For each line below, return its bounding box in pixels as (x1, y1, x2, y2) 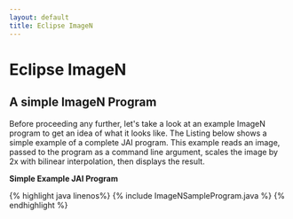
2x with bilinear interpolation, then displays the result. (9, 156, 206, 167)
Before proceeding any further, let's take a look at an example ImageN (9, 118, 266, 129)
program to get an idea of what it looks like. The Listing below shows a (9, 128, 268, 138)
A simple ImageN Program (9, 95, 157, 110)
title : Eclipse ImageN (9, 21, 93, 30)
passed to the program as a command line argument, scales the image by (9, 146, 278, 157)
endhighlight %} (9, 199, 68, 210)
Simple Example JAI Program (9, 173, 118, 184)
